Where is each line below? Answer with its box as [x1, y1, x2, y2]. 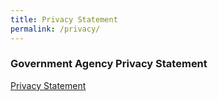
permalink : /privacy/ [10, 24, 101, 34]
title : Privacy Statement [10, 14, 118, 25]
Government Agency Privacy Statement [10, 57, 208, 71]
